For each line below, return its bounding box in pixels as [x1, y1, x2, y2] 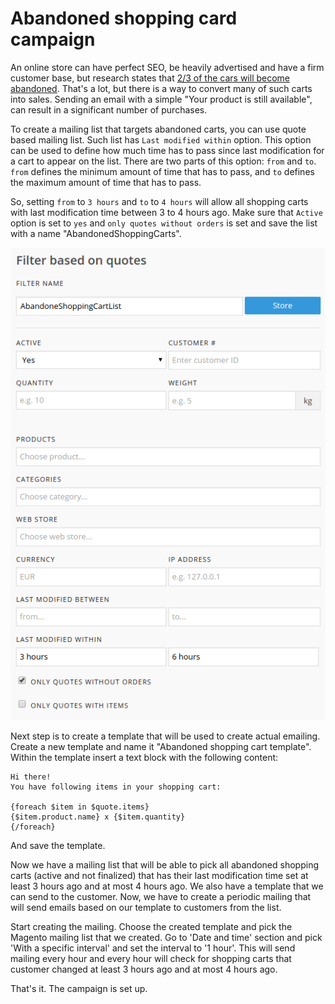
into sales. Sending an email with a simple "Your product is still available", [10, 93, 313, 105]
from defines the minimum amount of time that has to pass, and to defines [10, 165, 315, 177]
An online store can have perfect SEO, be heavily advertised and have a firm [10, 61, 325, 73]
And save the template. [10, 840, 106, 852]
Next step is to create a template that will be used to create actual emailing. [10, 730, 321, 742]
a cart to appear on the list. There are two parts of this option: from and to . [10, 155, 317, 167]
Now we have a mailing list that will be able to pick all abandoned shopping [10, 859, 320, 871]
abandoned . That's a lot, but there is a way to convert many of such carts [10, 82, 313, 94]
